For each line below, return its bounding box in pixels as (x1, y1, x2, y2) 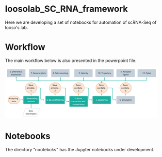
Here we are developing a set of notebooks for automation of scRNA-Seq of (5, 19, 157, 25)
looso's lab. (5, 24, 28, 30)
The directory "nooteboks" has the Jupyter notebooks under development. (5, 147, 155, 153)
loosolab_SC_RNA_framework (5, 3, 128, 15)
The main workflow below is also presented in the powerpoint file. (5, 57, 137, 63)
